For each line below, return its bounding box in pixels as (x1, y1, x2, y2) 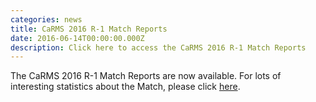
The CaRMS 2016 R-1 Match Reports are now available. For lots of (10, 70, 282, 82)
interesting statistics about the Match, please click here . (10, 81, 241, 93)
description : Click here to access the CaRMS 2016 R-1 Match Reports (10, 42, 307, 53)
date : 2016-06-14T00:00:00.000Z (10, 33, 145, 43)
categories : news (10, 14, 83, 25)
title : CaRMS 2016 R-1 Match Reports (10, 24, 168, 34)
